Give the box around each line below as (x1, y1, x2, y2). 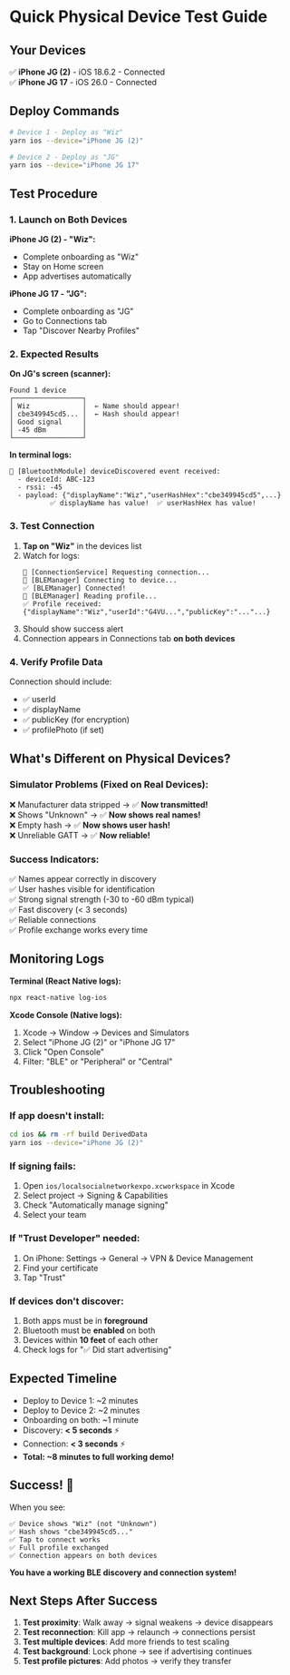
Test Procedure (9, 186, 98, 201)
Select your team (22, 1210, 87, 1220)
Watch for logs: (22, 550, 80, 561)
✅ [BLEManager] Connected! (22, 583, 127, 593)
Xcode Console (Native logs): (9, 1009, 122, 1020)
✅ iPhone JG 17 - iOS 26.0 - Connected (9, 77, 157, 87)
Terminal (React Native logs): (9, 975, 122, 986)
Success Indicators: (9, 853, 100, 866)
